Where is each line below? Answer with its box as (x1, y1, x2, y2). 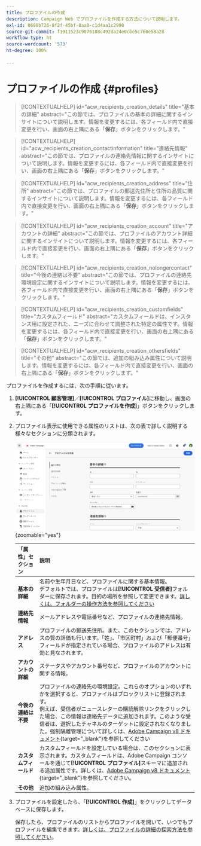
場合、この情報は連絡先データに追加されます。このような (44, 713, 186, 720)
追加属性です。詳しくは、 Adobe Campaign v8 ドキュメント (44, 767, 191, 774)
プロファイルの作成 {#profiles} (6, 82, 159, 96)
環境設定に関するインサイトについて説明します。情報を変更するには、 (20, 279, 193, 286)
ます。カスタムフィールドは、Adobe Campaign (54, 752, 170, 759)
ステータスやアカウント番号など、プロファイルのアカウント (39, 662, 187, 669)
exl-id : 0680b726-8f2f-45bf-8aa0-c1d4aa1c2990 (6, 22, 124, 28)
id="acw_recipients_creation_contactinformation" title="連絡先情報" (20, 144, 188, 152)
